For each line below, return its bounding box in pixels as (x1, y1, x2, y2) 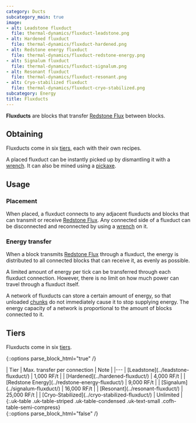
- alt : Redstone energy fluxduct (6, 47, 88, 53)
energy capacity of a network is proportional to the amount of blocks (6, 305, 173, 312)
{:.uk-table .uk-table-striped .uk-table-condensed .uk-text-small (6, 398, 160, 405)
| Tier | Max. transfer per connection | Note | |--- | (6, 367, 126, 374)
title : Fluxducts (6, 96, 49, 102)
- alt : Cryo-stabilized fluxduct (6, 80, 88, 86)
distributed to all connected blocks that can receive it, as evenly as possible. (6, 257, 190, 264)
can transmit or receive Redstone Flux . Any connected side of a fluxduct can (6, 217, 191, 224)
